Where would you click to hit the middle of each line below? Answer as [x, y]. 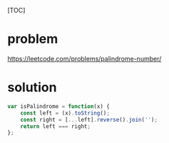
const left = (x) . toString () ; [65, 113]
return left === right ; [56, 126]
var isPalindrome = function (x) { [59, 106]
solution [32, 88]
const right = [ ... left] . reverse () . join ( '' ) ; [89, 120]
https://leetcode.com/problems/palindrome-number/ [84, 58]
